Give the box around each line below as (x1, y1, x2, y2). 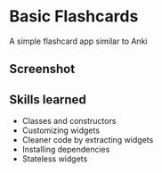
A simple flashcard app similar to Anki (9, 36, 148, 46)
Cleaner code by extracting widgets (21, 135, 154, 145)
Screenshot (9, 62, 76, 77)
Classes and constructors (21, 116, 117, 127)
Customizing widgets (21, 125, 101, 136)
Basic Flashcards (9, 6, 139, 27)
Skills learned (9, 92, 86, 107)
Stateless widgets (21, 153, 88, 164)
